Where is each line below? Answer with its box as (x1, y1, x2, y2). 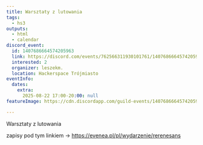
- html (11, 31, 28, 37)
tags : (6, 14, 20, 20)
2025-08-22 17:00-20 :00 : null (22, 93, 98, 99)
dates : (11, 82, 28, 88)
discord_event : (6, 43, 45, 49)
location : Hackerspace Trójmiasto (11, 70, 98, 76)
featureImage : (6, 98, 42, 104)
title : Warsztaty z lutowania (6, 8, 83, 15)
